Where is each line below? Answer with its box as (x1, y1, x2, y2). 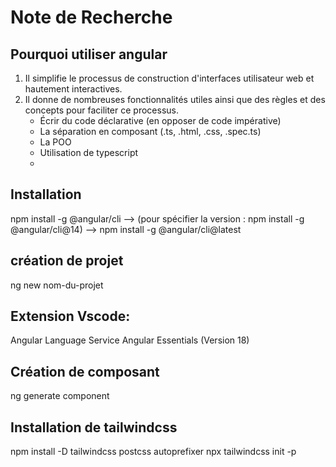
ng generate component (10, 390, 110, 402)
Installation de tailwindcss (10, 419, 178, 436)
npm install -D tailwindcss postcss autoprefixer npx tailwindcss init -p (10, 446, 297, 458)
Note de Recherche (10, 6, 173, 29)
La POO (39, 136, 72, 148)
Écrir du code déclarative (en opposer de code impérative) (39, 115, 282, 126)
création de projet (10, 252, 124, 270)
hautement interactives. (24, 83, 123, 95)
